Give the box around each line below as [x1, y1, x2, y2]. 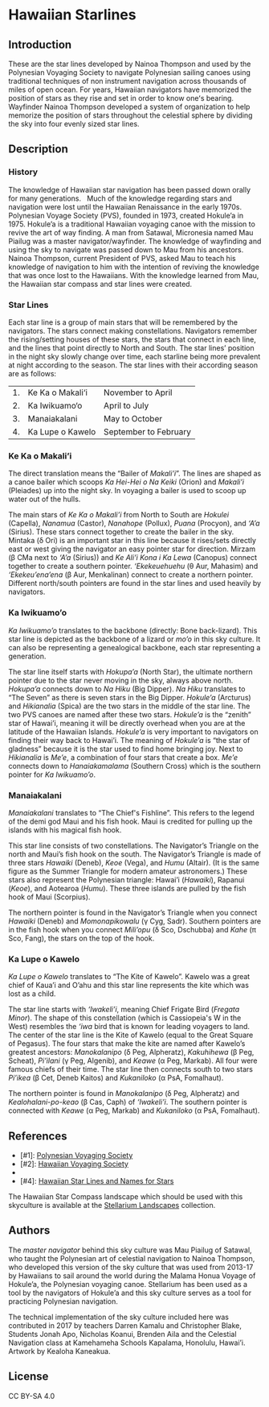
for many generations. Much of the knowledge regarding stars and [8, 193, 233, 203]
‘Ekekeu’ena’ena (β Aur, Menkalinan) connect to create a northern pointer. [8, 570, 254, 579]
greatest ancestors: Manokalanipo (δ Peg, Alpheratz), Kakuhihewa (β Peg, [8, 1048, 255, 1057]
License [8, 1370, 49, 1384]
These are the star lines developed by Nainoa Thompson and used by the [8, 59, 251, 68]
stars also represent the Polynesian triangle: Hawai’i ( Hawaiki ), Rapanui [8, 874, 245, 884]
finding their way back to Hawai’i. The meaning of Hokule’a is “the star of [8, 735, 251, 745]
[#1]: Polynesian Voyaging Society [19, 1150, 133, 1160]
